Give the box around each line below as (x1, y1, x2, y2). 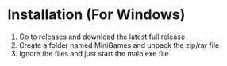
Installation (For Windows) (7, 6, 186, 24)
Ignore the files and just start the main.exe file (18, 49, 169, 58)
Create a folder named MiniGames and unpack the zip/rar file (18, 40, 220, 49)
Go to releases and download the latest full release (18, 32, 186, 41)
